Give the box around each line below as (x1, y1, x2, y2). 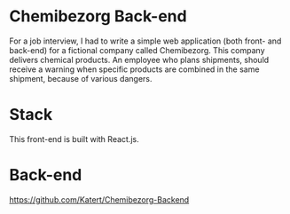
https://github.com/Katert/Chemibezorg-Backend (9, 194, 190, 205)
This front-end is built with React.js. (9, 133, 139, 144)
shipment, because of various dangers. (9, 73, 153, 83)
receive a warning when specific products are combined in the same (9, 64, 260, 75)
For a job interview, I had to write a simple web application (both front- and (9, 36, 282, 46)
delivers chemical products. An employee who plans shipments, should (9, 54, 270, 65)
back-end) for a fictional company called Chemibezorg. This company (9, 44, 265, 55)
